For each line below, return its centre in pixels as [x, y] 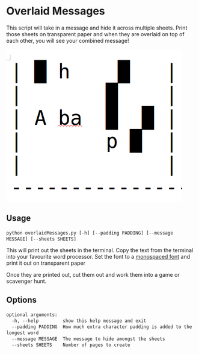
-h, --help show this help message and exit [79, 321]
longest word [23, 333]
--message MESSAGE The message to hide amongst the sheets [88, 339]
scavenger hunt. [26, 281]
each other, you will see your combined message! [68, 40]
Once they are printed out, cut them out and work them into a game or [93, 274]
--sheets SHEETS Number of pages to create [71, 345]
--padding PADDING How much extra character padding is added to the [102, 327]
